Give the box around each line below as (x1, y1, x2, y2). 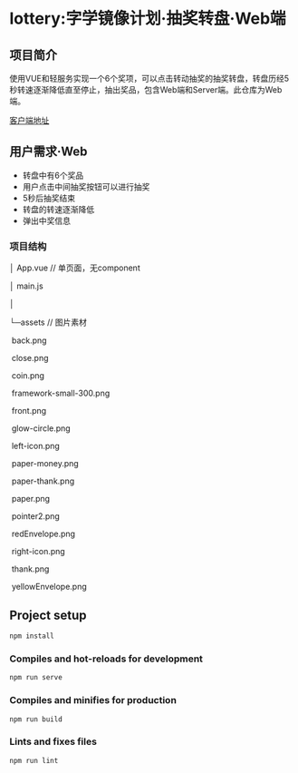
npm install (9, 631, 54, 641)
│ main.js (9, 280, 43, 291)
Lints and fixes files (9, 736, 98, 749)
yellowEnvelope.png (11, 582, 88, 592)
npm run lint (9, 756, 59, 765)
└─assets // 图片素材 (9, 317, 88, 328)
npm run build (9, 714, 63, 724)
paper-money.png (11, 458, 79, 469)
